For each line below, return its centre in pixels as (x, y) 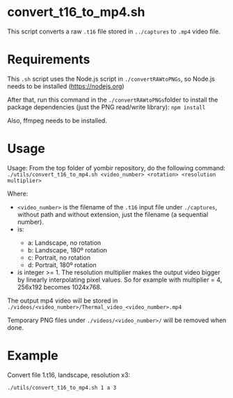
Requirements (49, 59)
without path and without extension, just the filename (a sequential (113, 214)
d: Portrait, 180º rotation (62, 264)
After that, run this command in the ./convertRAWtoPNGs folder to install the (113, 99)
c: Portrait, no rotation (59, 257)
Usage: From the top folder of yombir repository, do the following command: (116, 168)
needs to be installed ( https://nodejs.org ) (66, 86)
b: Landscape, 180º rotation (67, 250)
